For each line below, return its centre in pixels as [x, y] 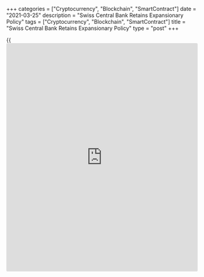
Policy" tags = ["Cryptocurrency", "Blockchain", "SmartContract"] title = [96, 22]
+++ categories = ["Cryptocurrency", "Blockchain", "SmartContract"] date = [101, 9]
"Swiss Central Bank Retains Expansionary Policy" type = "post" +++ [93, 28]
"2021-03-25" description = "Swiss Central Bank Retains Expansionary [95, 15]
